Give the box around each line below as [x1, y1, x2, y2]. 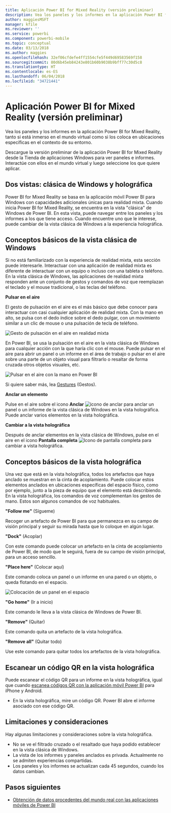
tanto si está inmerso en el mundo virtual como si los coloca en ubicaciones [5, 134, 164, 140]
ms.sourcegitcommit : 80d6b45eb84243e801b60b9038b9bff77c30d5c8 [5, 60, 142, 65]
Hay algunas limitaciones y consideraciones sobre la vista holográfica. [5, 731, 153, 737]
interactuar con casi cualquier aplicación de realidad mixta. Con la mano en [5, 309, 163, 315]
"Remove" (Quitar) [5, 619, 45, 625]
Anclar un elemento [5, 391, 48, 398]
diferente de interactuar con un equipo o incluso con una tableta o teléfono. [5, 268, 164, 274]
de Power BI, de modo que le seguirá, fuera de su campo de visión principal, [5, 549, 166, 555]
